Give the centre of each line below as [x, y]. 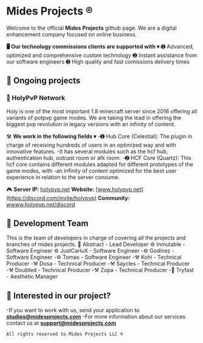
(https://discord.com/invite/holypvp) [52, 198]
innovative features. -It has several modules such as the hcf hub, [87, 151]
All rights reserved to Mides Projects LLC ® [65, 335]
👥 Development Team [48, 223]
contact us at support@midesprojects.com [61, 323]
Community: [114, 198]
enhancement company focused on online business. [72, 34]
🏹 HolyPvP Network [36, 98]
